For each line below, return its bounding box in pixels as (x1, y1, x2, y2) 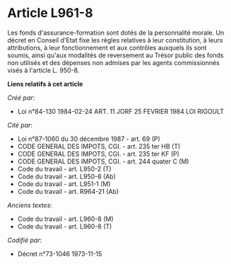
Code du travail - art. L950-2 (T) (17, 164, 112, 173)
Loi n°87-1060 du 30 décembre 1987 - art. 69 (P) (17, 134, 160, 143)
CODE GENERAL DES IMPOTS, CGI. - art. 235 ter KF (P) (17, 149, 180, 158)
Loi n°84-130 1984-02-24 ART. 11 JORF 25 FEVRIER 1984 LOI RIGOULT (17, 107, 225, 115)
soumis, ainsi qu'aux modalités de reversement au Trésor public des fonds (7, 51, 224, 59)
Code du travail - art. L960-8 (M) (17, 214, 114, 223)
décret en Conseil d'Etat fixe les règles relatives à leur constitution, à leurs (7, 35, 223, 44)
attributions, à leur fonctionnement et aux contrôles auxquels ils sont (7, 43, 207, 52)
